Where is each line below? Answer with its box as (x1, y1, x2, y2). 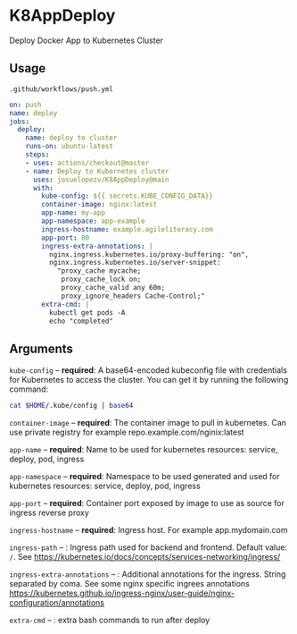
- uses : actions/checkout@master (25, 158, 150, 167)
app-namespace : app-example (41, 216, 145, 225)
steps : (25, 150, 50, 159)
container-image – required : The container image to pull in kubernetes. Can (9, 418, 287, 428)
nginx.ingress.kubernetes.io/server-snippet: (48, 258, 221, 267)
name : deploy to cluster (25, 133, 118, 143)
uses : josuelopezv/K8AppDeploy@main (32, 175, 169, 184)
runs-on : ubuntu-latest (25, 142, 114, 151)
